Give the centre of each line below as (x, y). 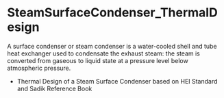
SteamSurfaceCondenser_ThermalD (112, 13)
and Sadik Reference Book (54, 88)
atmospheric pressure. (39, 68)
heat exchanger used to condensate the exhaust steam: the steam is (104, 53)
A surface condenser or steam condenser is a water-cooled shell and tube (112, 46)
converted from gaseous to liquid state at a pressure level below (98, 60)
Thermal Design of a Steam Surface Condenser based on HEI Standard (117, 81)
